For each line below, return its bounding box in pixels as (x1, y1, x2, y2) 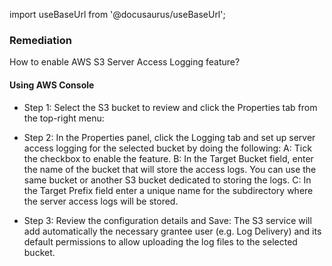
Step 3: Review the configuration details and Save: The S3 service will (23, 214, 312, 226)
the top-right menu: (23, 112, 105, 124)
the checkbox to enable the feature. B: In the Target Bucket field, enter (23, 152, 314, 164)
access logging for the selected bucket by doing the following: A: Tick (23, 142, 312, 154)
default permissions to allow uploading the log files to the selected (23, 235, 298, 248)
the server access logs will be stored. (23, 195, 179, 207)
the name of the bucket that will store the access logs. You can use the (23, 163, 317, 175)
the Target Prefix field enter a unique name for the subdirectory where (23, 184, 314, 196)
